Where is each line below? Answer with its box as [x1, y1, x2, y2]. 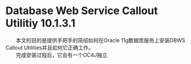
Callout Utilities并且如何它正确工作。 [5, 44, 94, 51]
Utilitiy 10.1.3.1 [5, 16, 75, 30]
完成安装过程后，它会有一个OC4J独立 [16, 51, 107, 58]
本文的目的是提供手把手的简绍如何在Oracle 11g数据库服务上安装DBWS [16, 36, 186, 43]
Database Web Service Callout [5, 4, 158, 18]
